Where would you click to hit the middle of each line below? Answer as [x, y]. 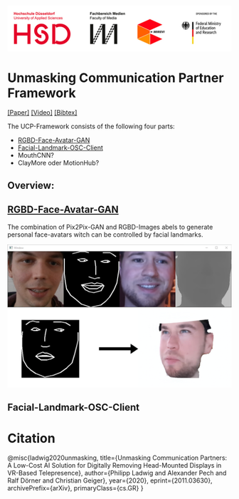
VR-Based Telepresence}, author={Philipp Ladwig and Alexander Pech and [117, 473]
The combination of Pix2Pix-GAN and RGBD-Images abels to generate [110, 227]
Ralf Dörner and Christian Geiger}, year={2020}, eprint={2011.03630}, [110, 480]
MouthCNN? [36, 155]
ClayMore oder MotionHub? [58, 163]
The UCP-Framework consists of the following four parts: [91, 126]
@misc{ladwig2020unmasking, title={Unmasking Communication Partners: [117, 458]
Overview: [31, 185]
